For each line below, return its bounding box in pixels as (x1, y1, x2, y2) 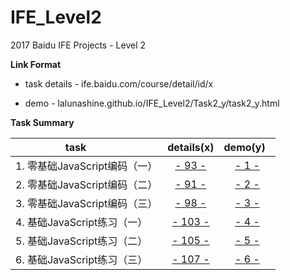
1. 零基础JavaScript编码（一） (15, 159, 158, 173)
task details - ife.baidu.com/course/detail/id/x (24, 77, 214, 90)
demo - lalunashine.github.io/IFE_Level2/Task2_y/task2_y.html (24, 97, 280, 109)
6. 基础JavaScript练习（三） (15, 252, 148, 266)
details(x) (167, 140, 215, 154)
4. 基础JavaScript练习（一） (15, 215, 148, 229)
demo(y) (223, 140, 266, 154)
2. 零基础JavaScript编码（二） (15, 177, 158, 191)
